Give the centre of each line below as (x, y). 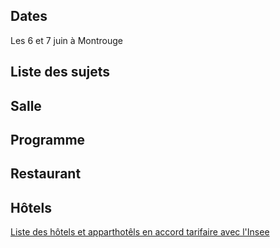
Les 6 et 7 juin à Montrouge (66, 40)
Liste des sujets (60, 72)
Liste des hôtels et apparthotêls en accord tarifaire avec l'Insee (140, 232)
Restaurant (46, 174)
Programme (48, 139)
